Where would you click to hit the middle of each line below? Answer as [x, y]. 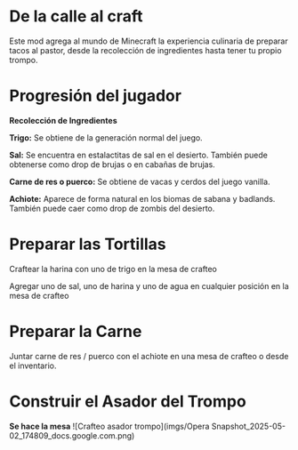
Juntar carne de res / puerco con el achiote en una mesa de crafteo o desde [149, 356]
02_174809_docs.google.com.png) [72, 435]
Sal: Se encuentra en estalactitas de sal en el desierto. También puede [139, 155]
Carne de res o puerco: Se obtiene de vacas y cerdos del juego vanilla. [140, 181]
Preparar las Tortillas [88, 244]
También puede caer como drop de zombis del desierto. [112, 208]
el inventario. [33, 366]
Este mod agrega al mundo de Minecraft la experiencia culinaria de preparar [149, 41]
